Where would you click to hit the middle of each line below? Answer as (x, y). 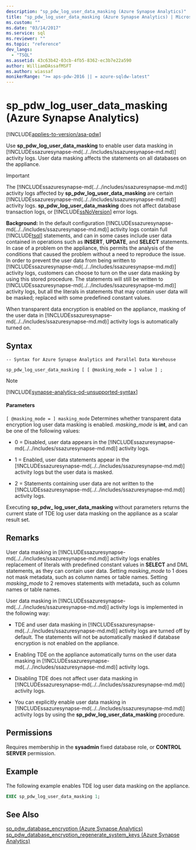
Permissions (29, 733)
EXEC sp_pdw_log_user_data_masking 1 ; (53, 796)
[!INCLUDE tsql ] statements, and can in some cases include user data (89, 236)
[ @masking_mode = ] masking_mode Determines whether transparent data (94, 418)
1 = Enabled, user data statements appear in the (72, 460)
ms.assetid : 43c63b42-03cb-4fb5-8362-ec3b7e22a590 (69, 60)
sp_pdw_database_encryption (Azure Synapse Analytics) (74, 829)
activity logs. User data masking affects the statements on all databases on (96, 158)
